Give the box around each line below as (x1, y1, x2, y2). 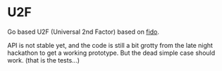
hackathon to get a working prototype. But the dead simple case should (7, 49, 216, 57)
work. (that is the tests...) (7, 56, 80, 64)
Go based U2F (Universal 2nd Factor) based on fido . (7, 27, 160, 36)
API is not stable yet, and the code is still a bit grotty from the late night (7, 41, 214, 49)
